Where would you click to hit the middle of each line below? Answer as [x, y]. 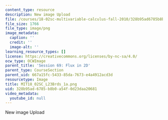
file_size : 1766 [22, 24]
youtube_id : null [28, 98]
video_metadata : [22, 93]
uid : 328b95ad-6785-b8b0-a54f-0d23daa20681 [51, 89]
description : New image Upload [38, 14]
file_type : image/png [28, 28]
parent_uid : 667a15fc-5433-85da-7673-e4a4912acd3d [59, 75]
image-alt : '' [24, 47]
